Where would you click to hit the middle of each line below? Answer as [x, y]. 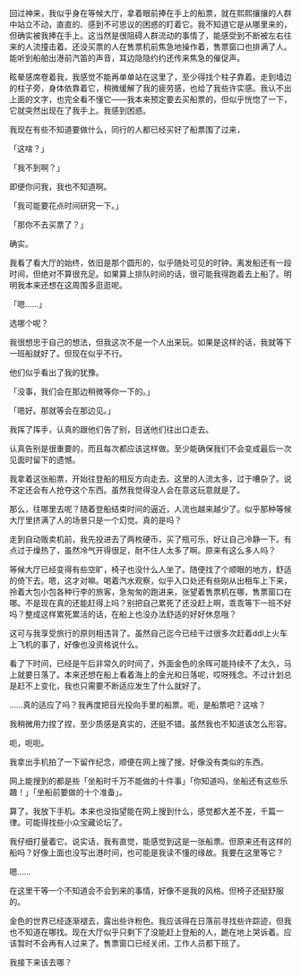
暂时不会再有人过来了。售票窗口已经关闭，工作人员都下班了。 [130, 943]
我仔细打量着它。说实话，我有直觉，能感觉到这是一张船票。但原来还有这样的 [150, 841]
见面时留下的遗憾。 [45, 460]
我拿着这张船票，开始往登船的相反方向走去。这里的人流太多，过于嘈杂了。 [146, 479]
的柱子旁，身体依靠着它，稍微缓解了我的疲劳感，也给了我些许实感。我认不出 [150, 88]
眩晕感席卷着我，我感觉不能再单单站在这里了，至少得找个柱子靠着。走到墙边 [150, 77]
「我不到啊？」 [37, 167]
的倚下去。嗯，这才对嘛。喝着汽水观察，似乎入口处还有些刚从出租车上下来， [150, 581]
